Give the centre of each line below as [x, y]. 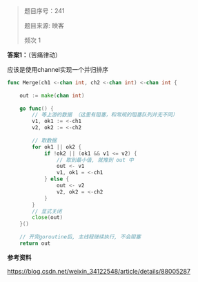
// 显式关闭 [47, 211]
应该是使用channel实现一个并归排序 [58, 69]
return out [35, 243]
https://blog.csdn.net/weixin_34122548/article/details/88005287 [99, 271]
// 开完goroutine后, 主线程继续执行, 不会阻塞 [80, 237]
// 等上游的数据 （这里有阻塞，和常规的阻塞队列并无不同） [105, 115]
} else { [57, 179]
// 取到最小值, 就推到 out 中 [95, 160]
